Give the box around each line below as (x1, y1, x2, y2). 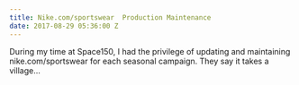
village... (9, 64, 41, 76)
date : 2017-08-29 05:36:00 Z (9, 21, 119, 30)
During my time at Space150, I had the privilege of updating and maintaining (9, 46, 291, 56)
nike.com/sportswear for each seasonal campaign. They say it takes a (9, 55, 269, 66)
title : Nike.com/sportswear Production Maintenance (9, 13, 212, 22)
